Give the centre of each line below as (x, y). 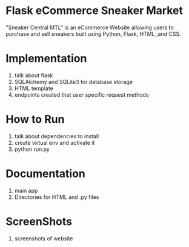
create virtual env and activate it (55, 142)
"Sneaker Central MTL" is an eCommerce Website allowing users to (90, 27)
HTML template (34, 88)
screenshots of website (44, 238)
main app (26, 190)
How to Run (35, 120)
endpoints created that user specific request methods (81, 94)
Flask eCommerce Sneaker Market (94, 11)
